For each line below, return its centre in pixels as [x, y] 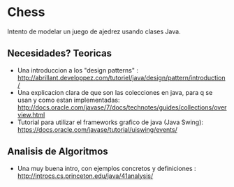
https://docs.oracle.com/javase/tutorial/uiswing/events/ [97, 129]
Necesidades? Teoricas [60, 53]
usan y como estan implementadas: [68, 100]
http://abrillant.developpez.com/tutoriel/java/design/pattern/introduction [121, 77]
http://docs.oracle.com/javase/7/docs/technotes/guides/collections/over [122, 107]
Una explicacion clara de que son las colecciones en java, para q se [115, 92]
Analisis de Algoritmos [58, 152]
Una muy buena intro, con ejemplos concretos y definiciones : [107, 168]
